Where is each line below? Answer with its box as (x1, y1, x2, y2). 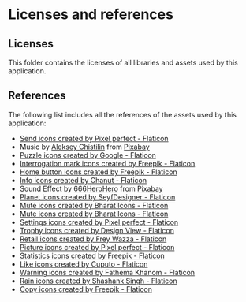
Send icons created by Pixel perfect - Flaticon (19, 133, 169, 143)
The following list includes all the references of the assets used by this (8, 110, 237, 119)
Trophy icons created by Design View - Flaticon (19, 226, 175, 235)
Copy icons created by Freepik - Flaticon (19, 284, 152, 293)
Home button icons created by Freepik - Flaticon (19, 167, 177, 177)
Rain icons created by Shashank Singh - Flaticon (19, 276, 177, 285)
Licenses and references (8, 6, 173, 24)
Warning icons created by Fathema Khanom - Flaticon (19, 267, 196, 277)
